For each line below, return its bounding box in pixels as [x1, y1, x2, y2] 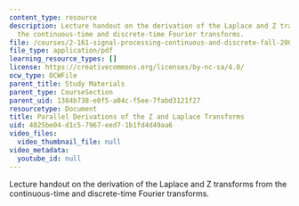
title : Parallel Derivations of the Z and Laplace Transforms [9, 112, 245, 121]
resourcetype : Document [9, 104, 98, 113]
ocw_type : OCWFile [9, 71, 77, 80]
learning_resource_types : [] [9, 54, 117, 63]
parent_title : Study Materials [9, 79, 125, 88]
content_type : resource [9, 12, 98, 22]
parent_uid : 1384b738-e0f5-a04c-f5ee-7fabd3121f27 [9, 95, 201, 105]
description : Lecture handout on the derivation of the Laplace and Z [9, 21, 277, 30]
